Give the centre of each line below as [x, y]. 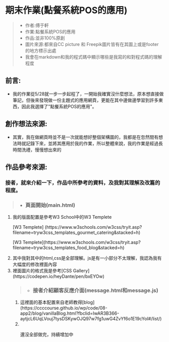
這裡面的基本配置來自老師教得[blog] [57, 302]
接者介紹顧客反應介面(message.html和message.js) [95, 290]
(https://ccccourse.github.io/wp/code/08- [64, 308]
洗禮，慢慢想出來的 [41, 150]
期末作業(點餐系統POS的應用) [66, 10]
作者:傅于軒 [37, 25]
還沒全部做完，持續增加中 [47, 334]
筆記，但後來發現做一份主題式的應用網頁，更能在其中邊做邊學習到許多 [86, 100]
